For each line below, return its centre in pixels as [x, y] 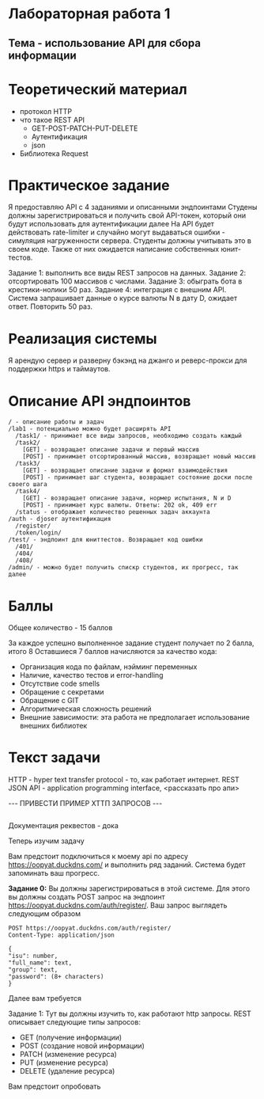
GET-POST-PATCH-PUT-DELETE [85, 128]
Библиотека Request [54, 153]
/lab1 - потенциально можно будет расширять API [90, 429]
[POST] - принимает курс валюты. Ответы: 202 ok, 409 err [120, 505]
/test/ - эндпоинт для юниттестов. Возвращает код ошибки [106, 540]
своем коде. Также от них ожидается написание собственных [114, 249]
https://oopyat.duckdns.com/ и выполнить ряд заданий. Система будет [127, 865]
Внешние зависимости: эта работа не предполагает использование [135, 717]
